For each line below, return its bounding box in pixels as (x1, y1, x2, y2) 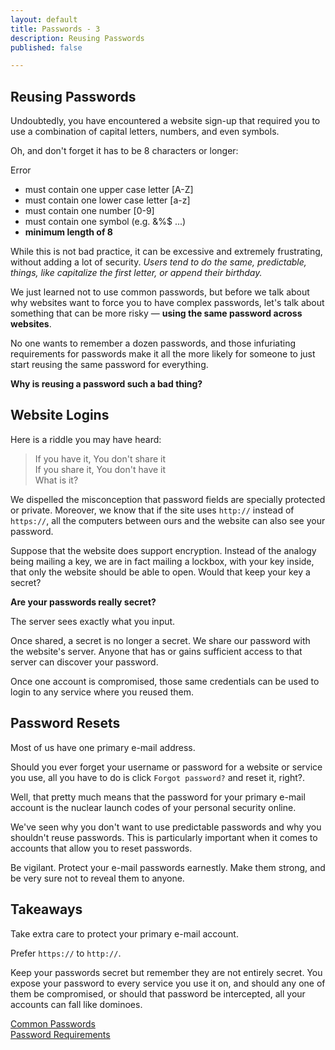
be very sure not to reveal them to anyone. (10, 872, 185, 884)
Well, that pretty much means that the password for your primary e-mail (10, 791, 306, 803)
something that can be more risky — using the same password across (10, 307, 303, 320)
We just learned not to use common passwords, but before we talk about (10, 286, 310, 298)
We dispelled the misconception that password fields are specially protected (10, 493, 326, 505)
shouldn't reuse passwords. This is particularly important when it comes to (10, 831, 318, 843)
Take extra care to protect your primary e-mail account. (10, 927, 239, 940)
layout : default (10, 14, 78, 25)
